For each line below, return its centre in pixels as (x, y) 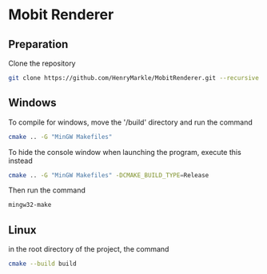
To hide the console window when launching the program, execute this (125, 152)
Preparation (38, 44)
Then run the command (47, 190)
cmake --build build (43, 264)
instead (21, 161)
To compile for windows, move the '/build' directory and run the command (131, 122)
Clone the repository (42, 63)
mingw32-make (30, 205)
